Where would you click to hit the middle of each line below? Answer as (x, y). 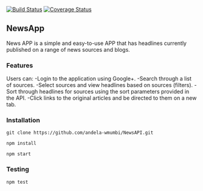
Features (20, 65)
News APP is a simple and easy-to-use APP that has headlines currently (97, 43)
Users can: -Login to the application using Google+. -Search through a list (99, 78)
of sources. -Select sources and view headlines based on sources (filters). (100, 85)
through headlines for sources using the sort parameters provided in (104, 92)
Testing (18, 169)
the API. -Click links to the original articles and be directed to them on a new (101, 98)
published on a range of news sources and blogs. (68, 49)
